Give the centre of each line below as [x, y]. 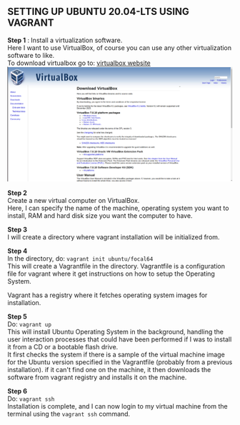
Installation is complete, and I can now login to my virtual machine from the [117, 406]
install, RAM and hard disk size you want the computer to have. [100, 216]
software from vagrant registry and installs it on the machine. [97, 377]
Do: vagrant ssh [31, 399]
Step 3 [17, 230]
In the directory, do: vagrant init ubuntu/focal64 [80, 259]
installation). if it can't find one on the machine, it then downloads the [109, 370]
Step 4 [17, 251]
